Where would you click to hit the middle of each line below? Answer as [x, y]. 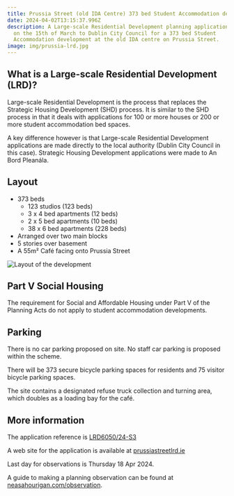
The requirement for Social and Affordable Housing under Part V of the [109, 303]
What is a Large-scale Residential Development [112, 74]
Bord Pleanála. [28, 160]
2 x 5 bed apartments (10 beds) [73, 221]
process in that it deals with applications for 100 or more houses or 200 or [113, 117]
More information [46, 420]
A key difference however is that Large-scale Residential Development [108, 137]
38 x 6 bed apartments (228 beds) [77, 228]
